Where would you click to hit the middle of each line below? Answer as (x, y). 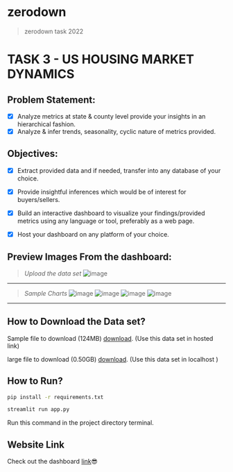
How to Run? (35, 381)
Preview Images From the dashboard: (89, 256)
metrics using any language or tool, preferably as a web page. (106, 221)
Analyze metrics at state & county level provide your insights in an (111, 116)
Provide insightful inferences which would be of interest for (102, 192)
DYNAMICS (41, 74)
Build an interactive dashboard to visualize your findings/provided (111, 213)
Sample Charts (46, 293)
